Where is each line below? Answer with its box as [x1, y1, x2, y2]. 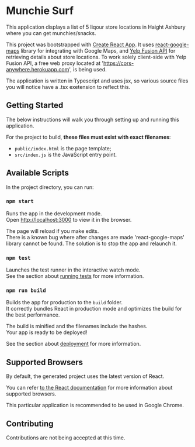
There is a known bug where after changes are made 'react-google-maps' [6, 233, 185, 240]
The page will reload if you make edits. [6, 227, 99, 235]
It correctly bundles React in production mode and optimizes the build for [6, 305, 182, 312]
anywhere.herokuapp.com [6, 66, 69, 73]
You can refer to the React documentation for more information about [6, 384, 173, 391]
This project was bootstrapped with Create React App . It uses [6, 41, 155, 48]
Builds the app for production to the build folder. [6, 299, 123, 306]
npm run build [6, 287, 46, 294]
